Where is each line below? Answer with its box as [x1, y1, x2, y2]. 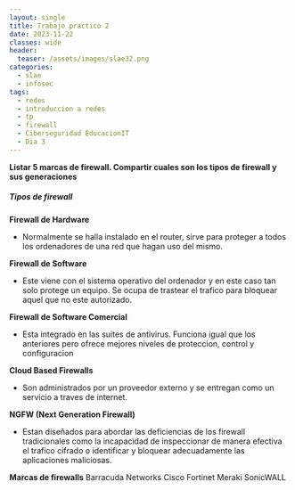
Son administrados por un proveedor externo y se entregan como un [21, 382, 275, 393]
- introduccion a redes [17, 104, 105, 113]
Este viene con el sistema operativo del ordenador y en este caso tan [21, 275, 276, 286]
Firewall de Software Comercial [9, 311, 127, 322]
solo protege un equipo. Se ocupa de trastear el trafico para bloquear [21, 284, 278, 295]
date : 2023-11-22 [9, 29, 74, 38]
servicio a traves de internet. [21, 391, 127, 402]
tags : [9, 87, 29, 96]
